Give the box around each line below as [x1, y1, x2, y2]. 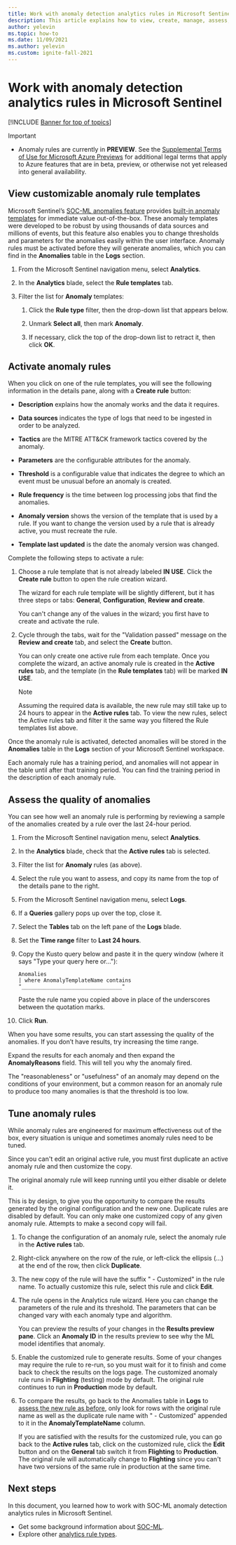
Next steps [8, 1482, 57, 1494]
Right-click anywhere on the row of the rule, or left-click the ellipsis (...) [18, 1254, 224, 1263]
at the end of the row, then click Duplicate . [18, 1261, 142, 1270]
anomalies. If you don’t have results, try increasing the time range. [8, 1037, 199, 1046]
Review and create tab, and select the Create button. [18, 638, 173, 647]
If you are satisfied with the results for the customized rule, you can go [18, 1433, 223, 1441]
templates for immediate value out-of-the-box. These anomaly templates [8, 213, 218, 222]
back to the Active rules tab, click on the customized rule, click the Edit [18, 1440, 225, 1449]
